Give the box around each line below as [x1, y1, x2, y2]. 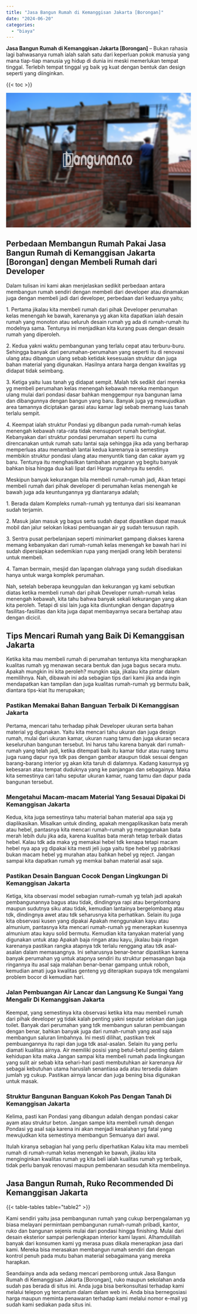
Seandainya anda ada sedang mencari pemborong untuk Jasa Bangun [6, 1269, 176, 1276]
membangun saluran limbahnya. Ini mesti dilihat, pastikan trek [6, 1033, 155, 1041]
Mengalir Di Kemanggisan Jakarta [6, 995, 105, 1004]
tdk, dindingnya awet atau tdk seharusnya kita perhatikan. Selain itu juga [6, 911, 181, 918]
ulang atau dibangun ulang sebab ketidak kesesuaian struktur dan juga [6, 354, 177, 362]
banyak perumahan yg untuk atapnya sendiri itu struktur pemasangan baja [6, 955, 186, 962]
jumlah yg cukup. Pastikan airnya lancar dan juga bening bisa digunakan [6, 1071, 181, 1078]
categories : [6, 22, 35, 28]
